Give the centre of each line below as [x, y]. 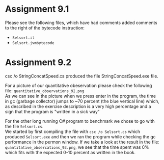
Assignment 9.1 [37, 9]
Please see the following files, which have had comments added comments [81, 23]
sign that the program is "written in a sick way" [52, 111]
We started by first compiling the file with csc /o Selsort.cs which [73, 132]
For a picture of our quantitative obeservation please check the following [79, 85]
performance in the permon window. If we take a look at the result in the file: [82, 142]
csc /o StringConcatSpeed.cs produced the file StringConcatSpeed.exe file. [82, 76]
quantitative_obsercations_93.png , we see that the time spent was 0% [77, 147]
